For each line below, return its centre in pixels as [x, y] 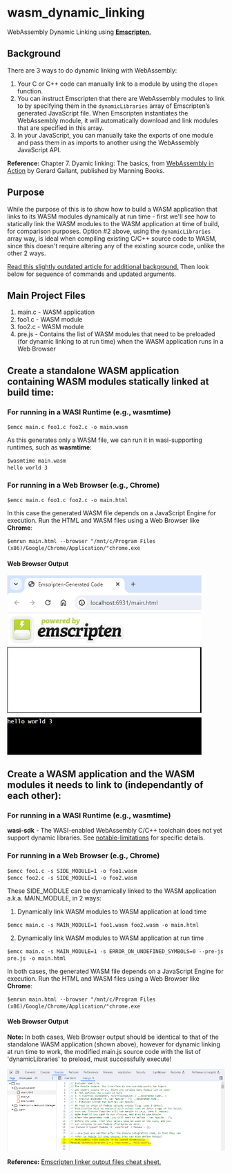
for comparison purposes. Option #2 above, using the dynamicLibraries [109, 231]
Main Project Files [47, 295]
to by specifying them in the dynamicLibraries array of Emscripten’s [114, 106]
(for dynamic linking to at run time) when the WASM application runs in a [120, 342]
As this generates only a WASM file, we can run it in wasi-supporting [105, 440]
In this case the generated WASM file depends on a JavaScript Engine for [112, 513]
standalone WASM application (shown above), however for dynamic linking [114, 1044]
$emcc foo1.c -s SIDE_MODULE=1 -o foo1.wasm [72, 871]
